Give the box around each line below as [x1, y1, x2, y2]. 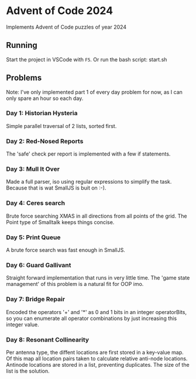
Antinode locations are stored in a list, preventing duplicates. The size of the [6, 361, 190, 368]
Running [6, 40, 38, 50]
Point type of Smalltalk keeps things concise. [6, 218, 115, 226]
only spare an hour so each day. [6, 95, 84, 102]
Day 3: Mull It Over [6, 165, 60, 173]
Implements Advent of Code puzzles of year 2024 [6, 23, 127, 30]
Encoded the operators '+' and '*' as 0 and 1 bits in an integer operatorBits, [6, 308, 187, 315]
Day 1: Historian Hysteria [6, 109, 78, 118]
